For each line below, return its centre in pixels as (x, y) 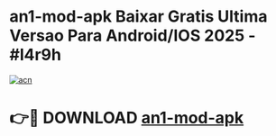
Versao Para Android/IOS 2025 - (133, 36)
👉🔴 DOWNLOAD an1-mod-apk (127, 118)
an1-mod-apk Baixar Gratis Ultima (138, 17)
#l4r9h (35, 55)
